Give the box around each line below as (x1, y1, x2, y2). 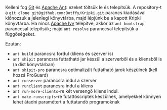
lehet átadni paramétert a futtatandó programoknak (12, 99, 120, 105)
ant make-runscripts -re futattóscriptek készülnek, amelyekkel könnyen (12, 93, 161, 99)
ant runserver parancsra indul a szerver (12, 78, 97, 83)
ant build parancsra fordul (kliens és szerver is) (12, 50, 114, 57)
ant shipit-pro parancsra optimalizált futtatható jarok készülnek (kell (12, 67, 158, 73)
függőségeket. (5, 31, 36, 37)
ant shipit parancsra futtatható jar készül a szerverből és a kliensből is (12, 56, 162, 62)
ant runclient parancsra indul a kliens (12, 83, 94, 89)
